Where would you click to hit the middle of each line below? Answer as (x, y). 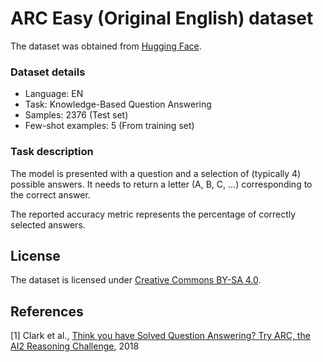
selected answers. (48, 224)
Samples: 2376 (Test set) (76, 115)
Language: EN (54, 94)
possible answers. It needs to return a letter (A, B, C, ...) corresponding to (161, 184)
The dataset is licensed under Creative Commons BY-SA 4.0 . (136, 280)
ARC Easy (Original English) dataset (162, 18)
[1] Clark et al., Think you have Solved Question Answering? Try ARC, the (160, 336)
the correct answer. (50, 194)
